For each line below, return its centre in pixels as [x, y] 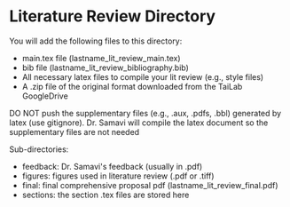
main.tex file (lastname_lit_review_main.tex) [101, 58]
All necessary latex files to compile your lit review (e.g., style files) [143, 76]
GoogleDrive [45, 96]
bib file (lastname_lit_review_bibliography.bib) [105, 68]
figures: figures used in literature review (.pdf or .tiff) [118, 176]
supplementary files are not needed [74, 131]
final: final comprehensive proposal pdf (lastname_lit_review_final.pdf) [150, 185]
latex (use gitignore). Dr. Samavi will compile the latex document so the [139, 123]
